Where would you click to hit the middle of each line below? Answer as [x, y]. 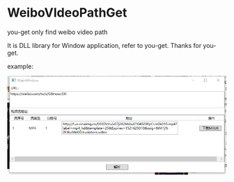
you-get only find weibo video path [57, 32]
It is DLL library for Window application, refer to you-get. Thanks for [104, 45]
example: [20, 66]
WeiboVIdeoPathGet [67, 13]
